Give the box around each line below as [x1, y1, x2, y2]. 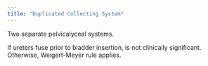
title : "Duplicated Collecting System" [7, 10, 124, 18]
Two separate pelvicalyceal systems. [7, 29, 115, 38]
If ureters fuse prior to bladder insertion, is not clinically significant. [7, 43, 202, 51]
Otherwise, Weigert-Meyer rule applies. [7, 51, 122, 59]
